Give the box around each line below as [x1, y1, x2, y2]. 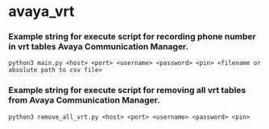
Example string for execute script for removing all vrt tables [8, 85, 246, 96]
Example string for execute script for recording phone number [8, 31, 256, 42]
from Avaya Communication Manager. [8, 95, 160, 106]
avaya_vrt [8, 2, 75, 21]
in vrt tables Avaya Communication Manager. [8, 41, 189, 52]
